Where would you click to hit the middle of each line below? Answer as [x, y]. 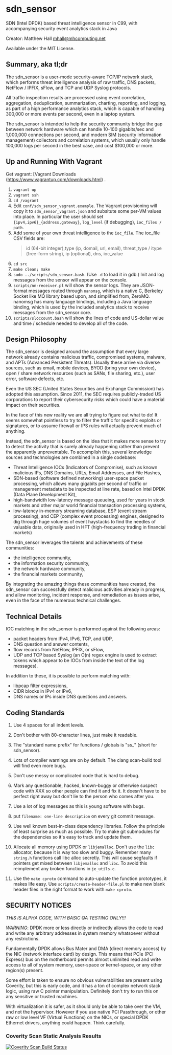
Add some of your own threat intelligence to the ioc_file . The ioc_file [87, 233]
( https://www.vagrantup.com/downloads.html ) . [56, 179]
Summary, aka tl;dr [37, 64]
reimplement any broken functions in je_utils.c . [65, 869]
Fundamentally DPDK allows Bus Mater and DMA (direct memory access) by [86, 948]
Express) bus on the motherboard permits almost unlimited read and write [83, 959]
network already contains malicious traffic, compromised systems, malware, [86, 357]
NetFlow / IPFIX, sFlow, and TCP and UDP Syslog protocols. [69, 87]
